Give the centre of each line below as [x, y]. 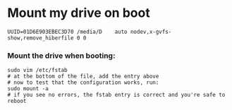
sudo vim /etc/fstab [38, 71]
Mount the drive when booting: [61, 56]
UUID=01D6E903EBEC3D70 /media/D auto [68, 32]
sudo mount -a [28, 89]
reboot [17, 101]
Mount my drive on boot [79, 13]
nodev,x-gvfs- [151, 32]
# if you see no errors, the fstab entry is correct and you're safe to [116, 95]
